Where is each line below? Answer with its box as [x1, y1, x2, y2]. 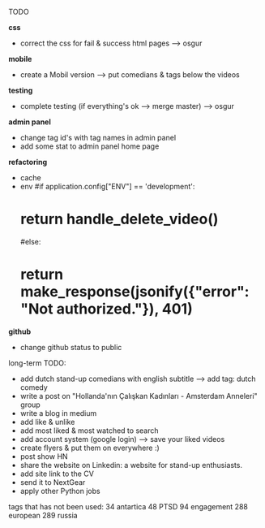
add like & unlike [19, 417, 75, 426]
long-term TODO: [8, 357, 66, 368]
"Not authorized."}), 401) [19, 300, 193, 318]
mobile [8, 54, 32, 63]
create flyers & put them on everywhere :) [19, 443, 160, 452]
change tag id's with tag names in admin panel [19, 133, 177, 142]
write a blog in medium [19, 408, 97, 418]
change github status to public [19, 342, 122, 352]
